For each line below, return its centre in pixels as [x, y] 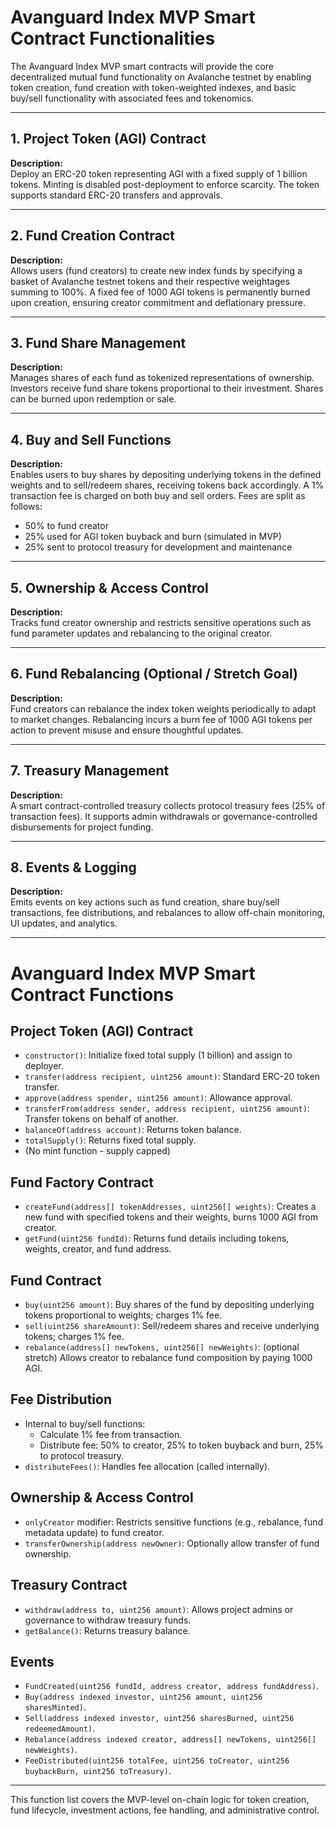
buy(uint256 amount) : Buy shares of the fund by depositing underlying [169, 1305]
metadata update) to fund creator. [94, 1532]
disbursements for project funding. [82, 827]
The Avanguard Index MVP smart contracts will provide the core [142, 66]
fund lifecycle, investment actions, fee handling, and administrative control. [165, 1810]
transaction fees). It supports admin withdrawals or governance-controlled [164, 816]
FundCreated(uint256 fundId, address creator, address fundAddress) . [172, 1686]
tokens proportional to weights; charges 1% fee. [123, 1315]
